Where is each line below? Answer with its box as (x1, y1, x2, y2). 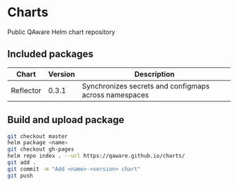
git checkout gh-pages (7, 146, 74, 153)
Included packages (7, 48, 93, 60)
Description (134, 69, 175, 79)
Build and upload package (7, 114, 125, 126)
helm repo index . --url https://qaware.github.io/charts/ (7, 153, 186, 160)
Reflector (11, 86, 42, 95)
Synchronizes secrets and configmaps (81, 81, 210, 91)
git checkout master (7, 132, 69, 140)
